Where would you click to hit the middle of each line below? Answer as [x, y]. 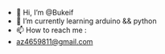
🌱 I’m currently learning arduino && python [86, 21]
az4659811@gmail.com [54, 42]
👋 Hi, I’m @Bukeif [45, 12]
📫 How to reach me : [51, 30]
